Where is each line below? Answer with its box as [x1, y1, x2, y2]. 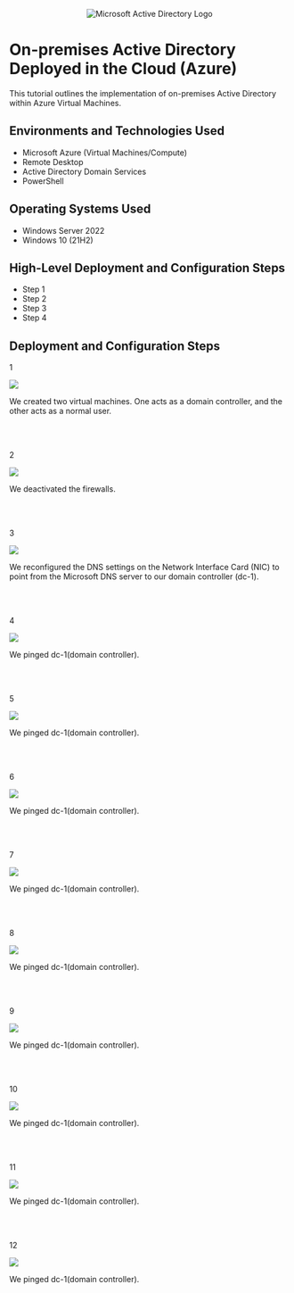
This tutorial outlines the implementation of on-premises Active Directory [9, 87, 277, 98]
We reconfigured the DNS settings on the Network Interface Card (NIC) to [9, 562, 280, 573]
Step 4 [21, 312, 47, 323]
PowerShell [21, 175, 64, 186]
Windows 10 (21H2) [21, 235, 94, 245]
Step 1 [21, 284, 45, 294]
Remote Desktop [21, 156, 84, 167]
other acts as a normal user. [9, 406, 112, 417]
